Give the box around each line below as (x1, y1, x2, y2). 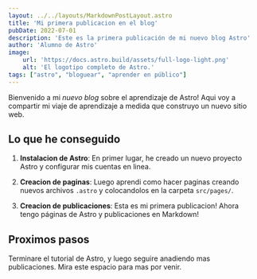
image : (8, 48, 30, 56)
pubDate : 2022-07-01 (8, 26, 77, 34)
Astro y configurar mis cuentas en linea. (19, 162, 151, 172)
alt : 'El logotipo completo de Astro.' (22, 64, 155, 72)
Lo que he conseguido (8, 133, 121, 146)
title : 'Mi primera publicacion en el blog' (8, 19, 158, 27)
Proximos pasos (8, 232, 90, 246)
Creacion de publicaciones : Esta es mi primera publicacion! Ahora (19, 201, 239, 211)
